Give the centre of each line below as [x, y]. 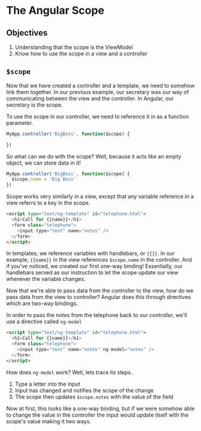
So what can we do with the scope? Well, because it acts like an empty [94, 156]
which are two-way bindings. [42, 304]
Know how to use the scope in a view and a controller [81, 54]
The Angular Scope [55, 11]
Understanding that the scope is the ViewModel [74, 47]
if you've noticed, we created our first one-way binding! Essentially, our [94, 266]
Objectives [27, 33]
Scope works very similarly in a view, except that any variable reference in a [100, 197]
